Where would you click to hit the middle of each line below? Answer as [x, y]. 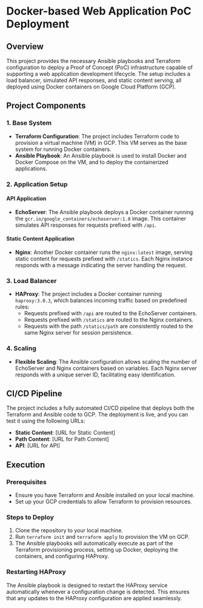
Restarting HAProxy [36, 572]
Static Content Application [40, 239]
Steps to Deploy [30, 518]
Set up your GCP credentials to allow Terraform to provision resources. [103, 502]
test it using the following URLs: [46, 421]
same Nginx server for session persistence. [78, 333]
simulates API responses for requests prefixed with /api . [85, 225]
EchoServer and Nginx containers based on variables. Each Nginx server [106, 368]
